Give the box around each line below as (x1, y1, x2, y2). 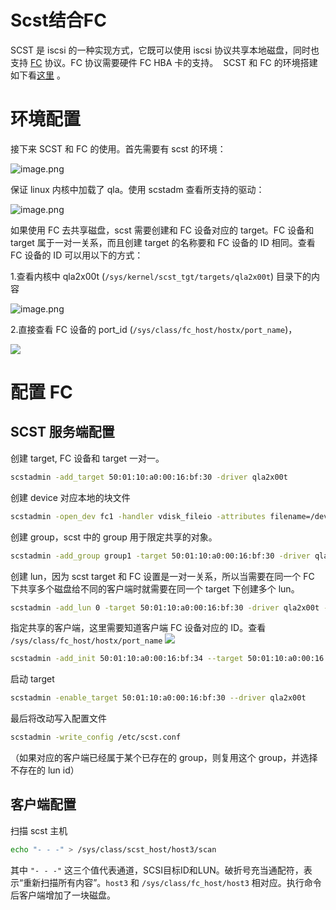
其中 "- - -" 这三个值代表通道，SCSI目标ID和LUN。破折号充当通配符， (10, 864, 304, 876)
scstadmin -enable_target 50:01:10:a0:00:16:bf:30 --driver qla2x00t (10, 693, 307, 703)
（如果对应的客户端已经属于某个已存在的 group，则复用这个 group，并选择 (10, 752, 318, 763)
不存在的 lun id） (10, 764, 80, 776)
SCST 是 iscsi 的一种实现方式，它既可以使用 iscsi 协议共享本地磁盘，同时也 (10, 44, 320, 56)
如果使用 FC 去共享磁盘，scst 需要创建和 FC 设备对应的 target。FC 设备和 (10, 224, 315, 236)
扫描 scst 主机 (10, 824, 68, 836)
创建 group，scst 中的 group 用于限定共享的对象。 (10, 531, 218, 543)
